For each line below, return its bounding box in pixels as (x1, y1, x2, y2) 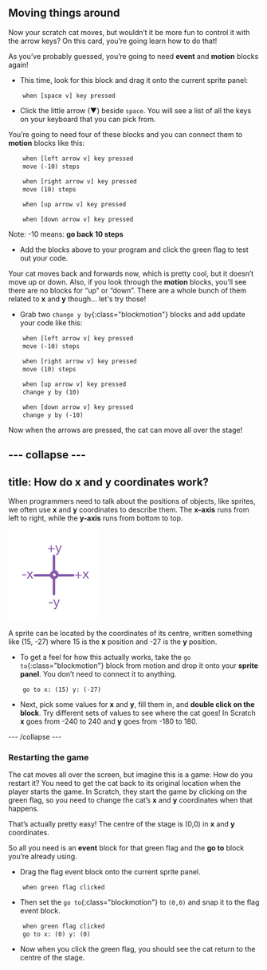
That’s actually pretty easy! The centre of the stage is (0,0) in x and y (8, 819, 235, 829)
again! (8, 60, 29, 69)
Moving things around (8, 6, 120, 20)
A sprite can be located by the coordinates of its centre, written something (8, 629, 253, 638)
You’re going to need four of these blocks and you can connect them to (8, 129, 243, 139)
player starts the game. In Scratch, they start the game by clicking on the (8, 787, 247, 796)
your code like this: (19, 318, 83, 328)
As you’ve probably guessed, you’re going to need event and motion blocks (8, 51, 259, 61)
